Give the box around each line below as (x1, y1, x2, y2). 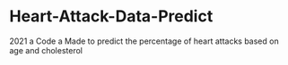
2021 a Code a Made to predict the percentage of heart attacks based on (9, 36, 280, 46)
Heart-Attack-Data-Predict (9, 6, 214, 27)
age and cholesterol (9, 45, 83, 55)
